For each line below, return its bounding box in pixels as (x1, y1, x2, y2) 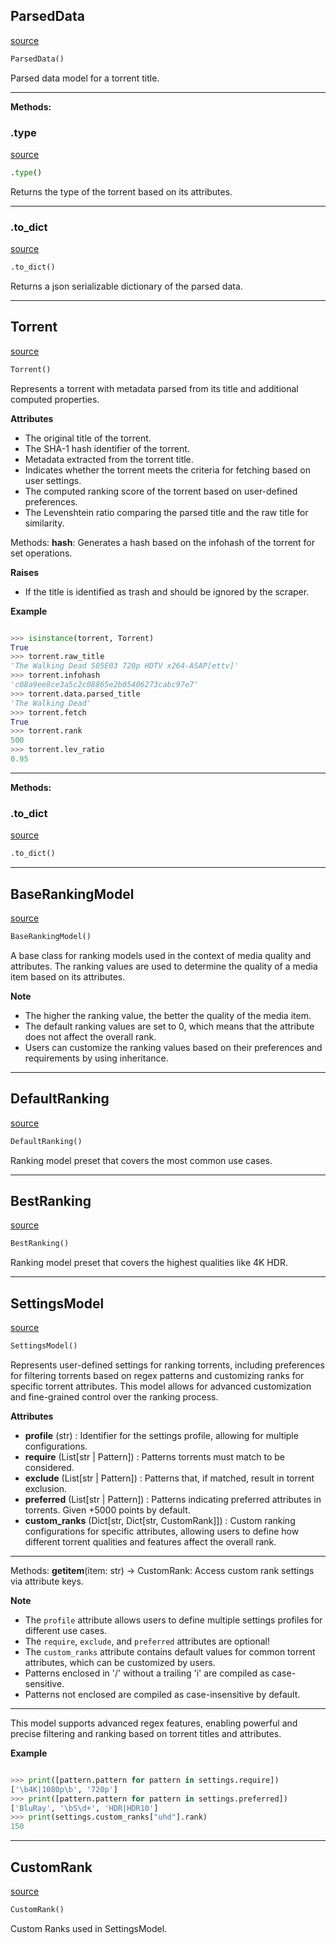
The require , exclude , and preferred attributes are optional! (24, 1635, 270, 1647)
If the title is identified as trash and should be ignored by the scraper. (24, 585, 310, 598)
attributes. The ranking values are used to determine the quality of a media (10, 960, 318, 972)
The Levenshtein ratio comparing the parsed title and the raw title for (24, 506, 309, 518)
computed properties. (10, 393, 100, 405)
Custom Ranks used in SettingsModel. (10, 1922, 168, 1934)
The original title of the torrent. (24, 432, 152, 444)
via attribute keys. (10, 1575, 84, 1587)
